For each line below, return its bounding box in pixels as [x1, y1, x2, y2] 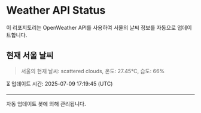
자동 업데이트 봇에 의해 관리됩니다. [6, 100, 86, 107]
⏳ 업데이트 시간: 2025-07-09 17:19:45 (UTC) [6, 80, 113, 87]
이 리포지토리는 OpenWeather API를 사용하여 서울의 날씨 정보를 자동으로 [6, 24, 176, 31]
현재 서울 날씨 [6, 51, 54, 61]
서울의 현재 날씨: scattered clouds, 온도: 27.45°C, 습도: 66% [20, 67, 165, 74]
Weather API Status [6, 4, 106, 17]
